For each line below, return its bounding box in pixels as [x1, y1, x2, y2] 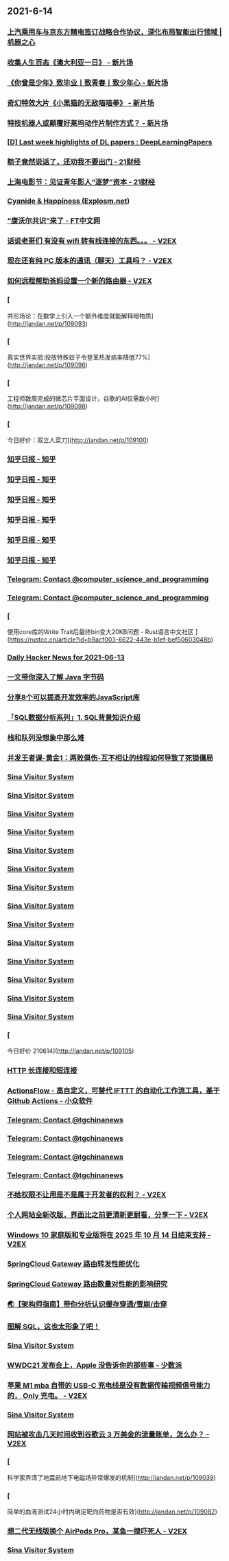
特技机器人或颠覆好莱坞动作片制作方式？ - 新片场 [7, 118, 169, 128]
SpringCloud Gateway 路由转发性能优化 [7, 1259, 140, 1269]
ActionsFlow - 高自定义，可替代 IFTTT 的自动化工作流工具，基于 [7, 1086, 221, 1095]
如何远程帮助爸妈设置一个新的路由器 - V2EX [7, 276, 153, 286]
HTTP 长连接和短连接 [7, 1065, 77, 1075]
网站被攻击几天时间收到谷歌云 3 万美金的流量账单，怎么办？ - [7, 1430, 210, 1439]
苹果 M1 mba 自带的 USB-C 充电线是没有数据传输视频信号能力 [7, 1380, 210, 1390]
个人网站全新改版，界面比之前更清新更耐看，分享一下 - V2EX [7, 1210, 208, 1220]
